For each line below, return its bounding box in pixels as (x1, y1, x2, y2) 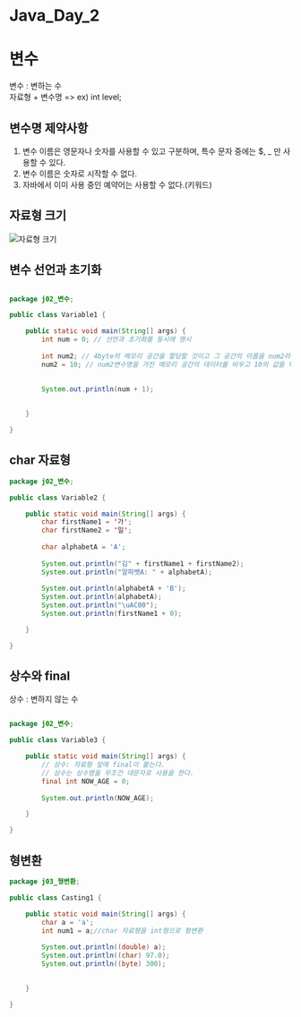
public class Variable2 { (9, 493, 106, 502)
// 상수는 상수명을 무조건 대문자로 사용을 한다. (41, 768, 194, 777)
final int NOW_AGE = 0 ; (41, 776, 130, 786)
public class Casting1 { (9, 893, 102, 902)
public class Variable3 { (9, 736, 106, 745)
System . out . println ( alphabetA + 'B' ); (41, 584, 186, 594)
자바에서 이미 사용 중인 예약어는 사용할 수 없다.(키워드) (21, 179, 212, 190)
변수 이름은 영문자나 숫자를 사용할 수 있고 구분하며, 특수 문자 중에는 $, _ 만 (21, 145, 281, 157)
